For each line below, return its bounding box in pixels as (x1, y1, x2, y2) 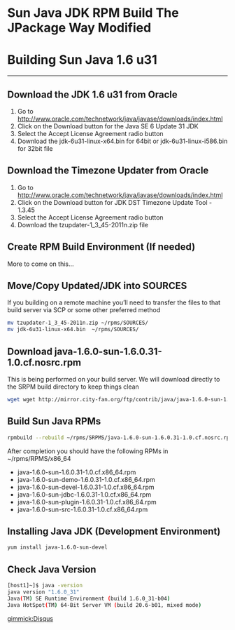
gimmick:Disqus (7, 614, 54, 622)
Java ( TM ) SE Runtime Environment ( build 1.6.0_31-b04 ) (7, 595, 171, 602)
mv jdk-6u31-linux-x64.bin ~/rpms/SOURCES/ (7, 326, 139, 333)
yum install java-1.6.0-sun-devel (7, 544, 108, 551)
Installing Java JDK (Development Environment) (7, 525, 221, 537)
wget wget (7, 396, 36, 403)
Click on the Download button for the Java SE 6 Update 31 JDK (17, 121, 199, 130)
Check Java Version (7, 563, 97, 575)
